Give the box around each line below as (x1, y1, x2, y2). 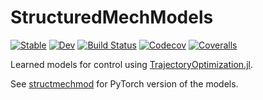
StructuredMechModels (10, 6, 214, 29)
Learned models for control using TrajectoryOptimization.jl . (10, 58, 253, 70)
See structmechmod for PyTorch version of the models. (10, 77, 239, 90)
